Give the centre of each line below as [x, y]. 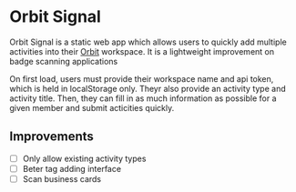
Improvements [51, 137]
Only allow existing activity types [84, 158]
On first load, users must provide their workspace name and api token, [142, 78]
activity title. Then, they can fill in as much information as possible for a [143, 98]
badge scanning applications [64, 61]
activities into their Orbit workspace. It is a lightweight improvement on [142, 51]
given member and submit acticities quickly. [92, 107]
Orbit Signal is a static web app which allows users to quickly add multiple [148, 42]
